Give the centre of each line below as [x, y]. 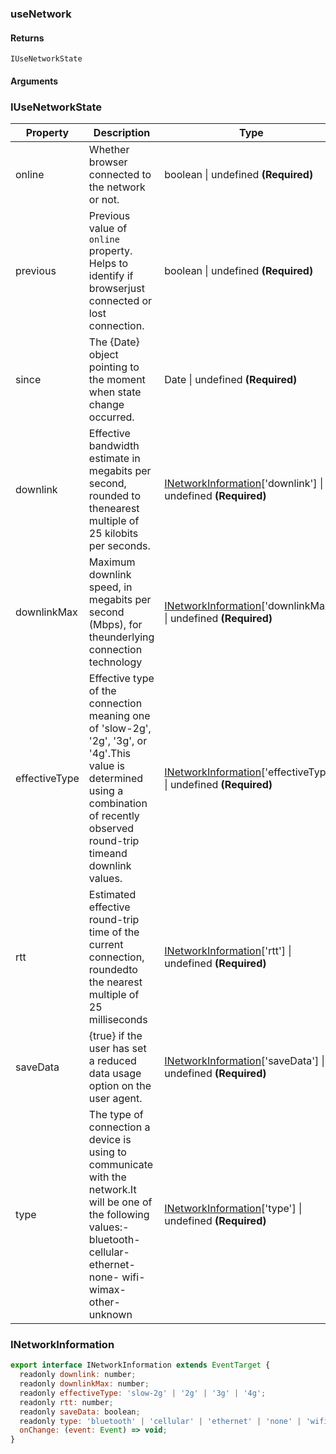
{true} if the [115, 1036]
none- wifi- [117, 1277]
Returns [27, 38]
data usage [115, 1074]
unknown [110, 1315]
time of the [114, 932]
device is [110, 1140]
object [103, 355]
